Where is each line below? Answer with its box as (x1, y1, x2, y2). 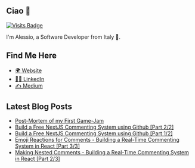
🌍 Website (14, 67, 42, 74)
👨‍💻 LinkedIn (14, 75, 45, 82)
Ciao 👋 (6, 6, 31, 16)
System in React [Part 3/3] (14, 142, 81, 150)
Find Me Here (6, 51, 57, 61)
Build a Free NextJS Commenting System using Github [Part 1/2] (14, 130, 173, 137)
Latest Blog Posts (6, 102, 73, 112)
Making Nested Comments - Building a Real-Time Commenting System (14, 149, 189, 156)
